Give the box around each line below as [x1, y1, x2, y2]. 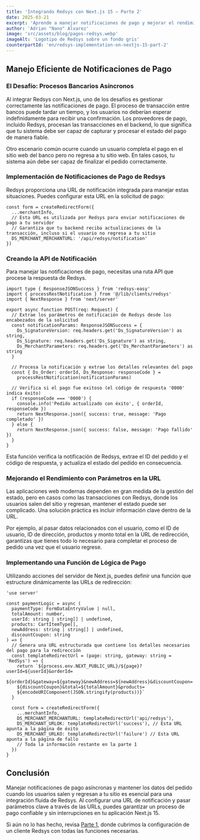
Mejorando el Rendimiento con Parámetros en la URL [6, 474, 161, 483]
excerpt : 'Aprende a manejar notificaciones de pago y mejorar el [6, 20, 174, 26]
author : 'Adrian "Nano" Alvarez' [6, 25, 89, 32]
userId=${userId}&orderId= [6, 668, 73, 674]
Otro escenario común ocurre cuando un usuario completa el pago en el [6, 145, 183, 152]
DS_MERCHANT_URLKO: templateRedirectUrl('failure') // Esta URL [17, 731, 180, 737]
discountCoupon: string [11, 632, 70, 638]
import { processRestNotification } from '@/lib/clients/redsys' [6, 291, 171, 297]
